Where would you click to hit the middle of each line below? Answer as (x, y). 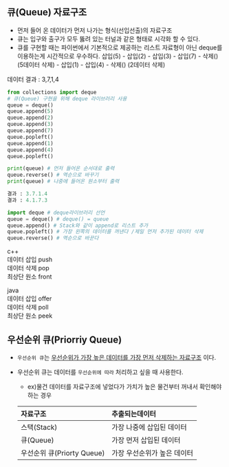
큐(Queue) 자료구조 (47, 12)
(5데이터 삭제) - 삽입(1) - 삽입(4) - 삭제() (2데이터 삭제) (91, 65)
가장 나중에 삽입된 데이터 (149, 427)
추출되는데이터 (134, 414)
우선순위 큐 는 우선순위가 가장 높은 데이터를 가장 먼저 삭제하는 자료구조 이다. (117, 357)
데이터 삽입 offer (30, 298)
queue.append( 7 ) (30, 131)
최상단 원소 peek (30, 316)
